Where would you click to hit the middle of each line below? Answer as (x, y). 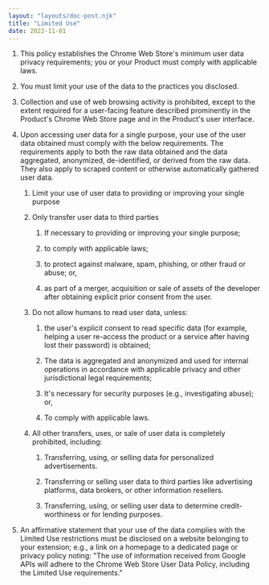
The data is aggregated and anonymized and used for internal (146, 361)
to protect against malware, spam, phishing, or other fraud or (145, 264)
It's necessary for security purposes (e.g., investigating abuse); (149, 394)
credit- (231, 506)
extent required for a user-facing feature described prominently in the (135, 110)
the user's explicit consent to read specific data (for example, (145, 328)
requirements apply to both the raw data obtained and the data (124, 152)
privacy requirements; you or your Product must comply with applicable (139, 62)
